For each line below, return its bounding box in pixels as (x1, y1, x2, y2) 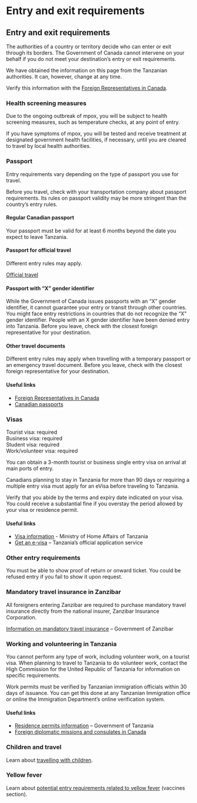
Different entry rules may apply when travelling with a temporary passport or (6, 355, 191, 362)
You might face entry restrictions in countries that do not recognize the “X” (6, 310, 187, 318)
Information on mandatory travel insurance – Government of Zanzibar (6, 625, 174, 632)
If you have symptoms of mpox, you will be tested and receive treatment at (6, 130, 186, 137)
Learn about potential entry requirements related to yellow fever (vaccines (6, 784, 185, 791)
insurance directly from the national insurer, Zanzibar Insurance (6, 608, 159, 615)
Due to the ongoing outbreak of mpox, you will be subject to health (6, 113, 168, 120)
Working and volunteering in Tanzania (6, 640, 117, 648)
